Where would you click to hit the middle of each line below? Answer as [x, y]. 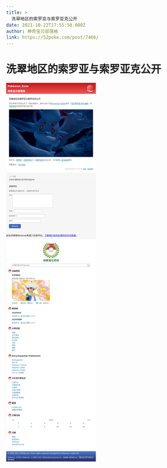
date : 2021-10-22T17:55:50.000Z [46, 25]
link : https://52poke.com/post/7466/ [53, 38]
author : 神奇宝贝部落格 [32, 31]
